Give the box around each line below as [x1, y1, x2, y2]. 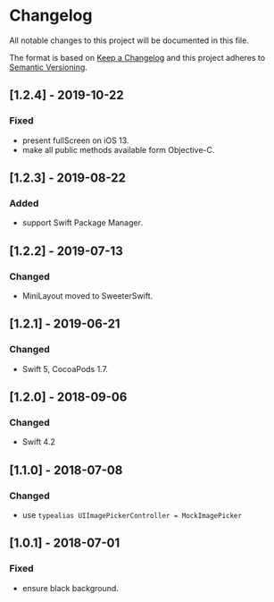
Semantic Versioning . [9, 62, 87, 72]
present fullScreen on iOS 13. [21, 135, 129, 146]
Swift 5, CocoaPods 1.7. [21, 363, 109, 374]
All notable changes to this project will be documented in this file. [9, 35, 250, 46]
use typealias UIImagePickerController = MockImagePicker [21, 510, 243, 521]
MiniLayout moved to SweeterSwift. [21, 291, 154, 301]
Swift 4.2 [21, 437, 55, 447]
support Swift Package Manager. [21, 217, 143, 228]
